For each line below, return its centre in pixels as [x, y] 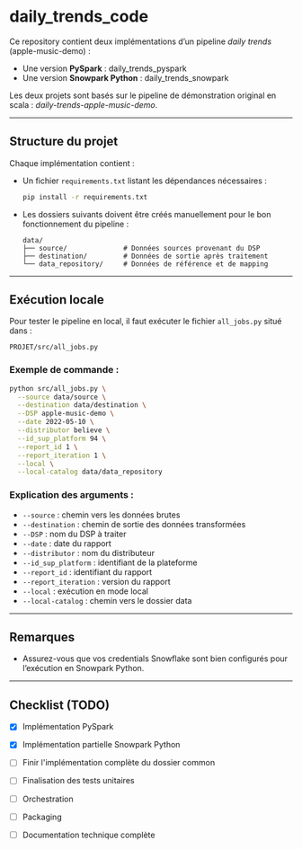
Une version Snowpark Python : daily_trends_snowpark [125, 77]
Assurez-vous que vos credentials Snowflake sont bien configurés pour [155, 659]
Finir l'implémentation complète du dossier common [119, 763]
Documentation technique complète [89, 835]
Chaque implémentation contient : [72, 163]
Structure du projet [64, 141]
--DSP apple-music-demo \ [66, 414]
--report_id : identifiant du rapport [87, 571]
